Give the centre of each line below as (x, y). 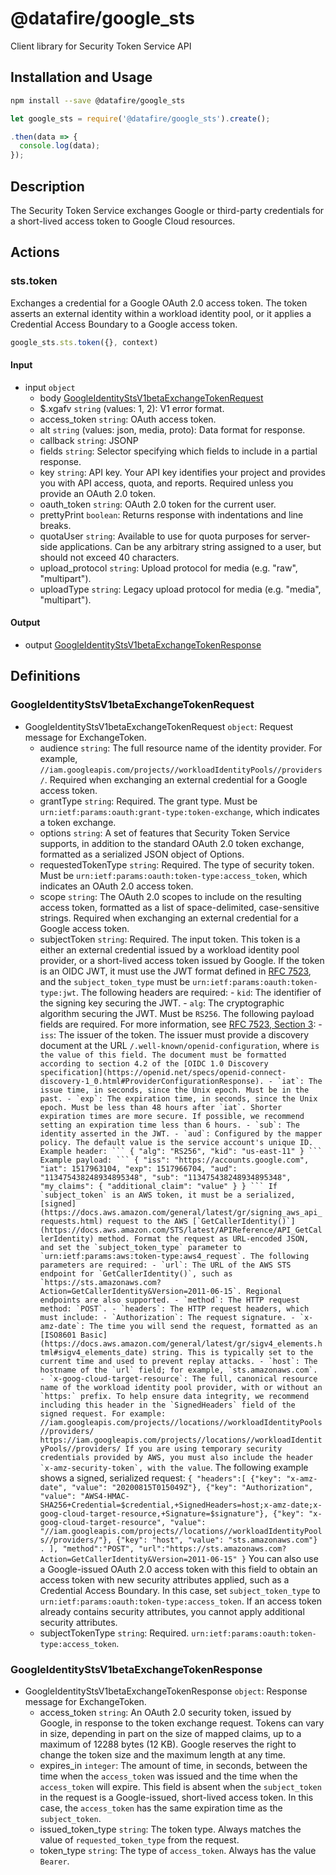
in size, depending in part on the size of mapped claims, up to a (170, 1733)
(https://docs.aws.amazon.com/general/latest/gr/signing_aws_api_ (181, 1212)
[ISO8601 (58, 1335)
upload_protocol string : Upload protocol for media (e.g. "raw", (168, 568)
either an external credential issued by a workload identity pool (169, 949)
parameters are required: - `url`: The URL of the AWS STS (165, 1265)
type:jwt (58, 993)
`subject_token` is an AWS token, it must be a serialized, (167, 1195)
